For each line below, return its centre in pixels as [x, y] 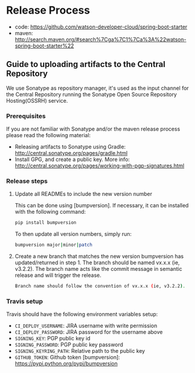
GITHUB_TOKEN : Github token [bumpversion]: [67, 358]
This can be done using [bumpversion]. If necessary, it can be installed [102, 206]
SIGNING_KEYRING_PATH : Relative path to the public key [80, 351]
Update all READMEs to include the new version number [84, 194]
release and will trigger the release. [58, 275]
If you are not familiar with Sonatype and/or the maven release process [93, 129]
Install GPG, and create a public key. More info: [72, 159]
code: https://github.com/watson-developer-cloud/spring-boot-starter [101, 27]
